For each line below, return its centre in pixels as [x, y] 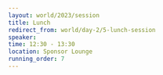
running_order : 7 [36, 59]
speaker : [22, 37]
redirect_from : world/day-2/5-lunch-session [82, 30]
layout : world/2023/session [54, 15]
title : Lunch [29, 23]
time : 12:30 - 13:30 [42, 45]
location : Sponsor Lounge [50, 52]
